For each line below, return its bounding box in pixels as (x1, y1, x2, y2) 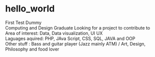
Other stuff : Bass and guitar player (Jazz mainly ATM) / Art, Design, (5, 40, 146, 46)
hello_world (5, 3, 55, 14)
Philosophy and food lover (5, 46, 59, 52)
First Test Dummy (5, 19, 42, 25)
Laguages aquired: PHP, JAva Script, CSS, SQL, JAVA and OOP (5, 35, 135, 41)
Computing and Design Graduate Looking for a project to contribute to (5, 24, 150, 30)
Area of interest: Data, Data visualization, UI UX (5, 30, 103, 36)
